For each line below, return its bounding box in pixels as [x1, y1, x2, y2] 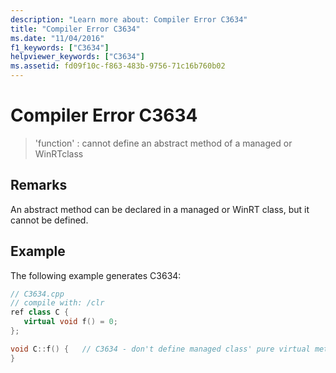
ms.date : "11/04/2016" [10, 33, 105, 43]
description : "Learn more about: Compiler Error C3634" [10, 14, 248, 25]
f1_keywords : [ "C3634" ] [10, 42, 110, 53]
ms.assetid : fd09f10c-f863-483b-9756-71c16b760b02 [10, 61, 226, 71]
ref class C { [10, 307, 70, 318]
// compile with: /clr [10, 298, 105, 308]
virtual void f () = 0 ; [23, 317, 118, 327]
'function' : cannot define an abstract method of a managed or [34, 137, 293, 149]
